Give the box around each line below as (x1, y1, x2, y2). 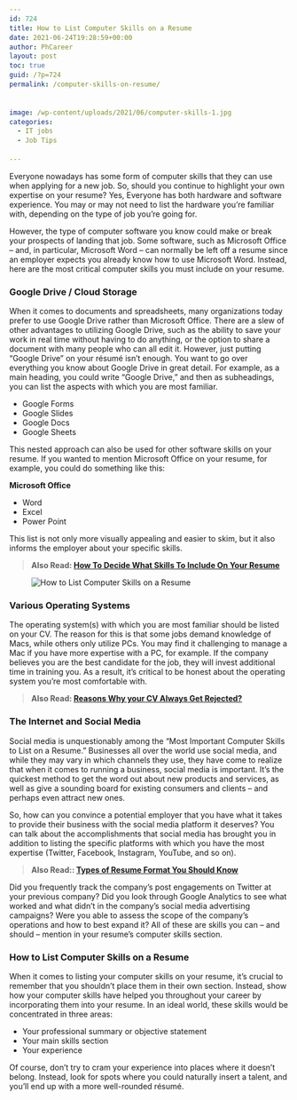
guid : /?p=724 (9, 71, 62, 80)
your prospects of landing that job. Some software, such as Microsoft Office (9, 235, 286, 246)
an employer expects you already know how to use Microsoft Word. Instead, (9, 254, 287, 265)
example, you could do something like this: (9, 463, 166, 474)
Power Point (21, 516, 66, 527)
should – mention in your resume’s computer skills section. (9, 929, 223, 939)
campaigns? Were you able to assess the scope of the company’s (9, 910, 249, 921)
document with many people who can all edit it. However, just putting (9, 344, 262, 354)
